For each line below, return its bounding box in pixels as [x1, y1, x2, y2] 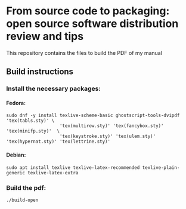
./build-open [6, 197, 39, 203]
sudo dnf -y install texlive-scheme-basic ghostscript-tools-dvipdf [6, 112, 180, 119]
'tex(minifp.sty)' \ [6, 128, 60, 134]
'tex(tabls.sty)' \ [6, 118, 55, 124]
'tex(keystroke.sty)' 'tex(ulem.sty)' [59, 133, 156, 140]
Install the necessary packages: [6, 85, 101, 93]
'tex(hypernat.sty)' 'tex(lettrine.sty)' [6, 139, 111, 145]
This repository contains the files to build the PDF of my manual [6, 49, 163, 56]
